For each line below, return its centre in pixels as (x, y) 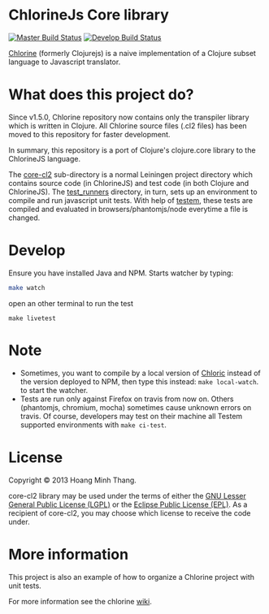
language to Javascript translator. (65, 62)
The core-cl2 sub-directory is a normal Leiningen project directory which (131, 174)
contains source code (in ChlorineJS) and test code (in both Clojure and (129, 183)
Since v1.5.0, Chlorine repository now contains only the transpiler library (129, 117)
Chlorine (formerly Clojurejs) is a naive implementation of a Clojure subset (132, 53)
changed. (24, 218)
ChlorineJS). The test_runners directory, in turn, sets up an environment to (133, 192)
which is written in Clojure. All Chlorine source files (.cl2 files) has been (128, 125)
